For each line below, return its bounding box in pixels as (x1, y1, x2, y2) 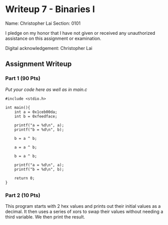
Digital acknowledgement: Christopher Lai (5, 45, 92, 51)
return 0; (14, 176, 35, 181)
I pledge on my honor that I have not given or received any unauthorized (5, 30, 155, 36)
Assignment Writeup (5, 60, 72, 69)
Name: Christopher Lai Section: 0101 (5, 20, 81, 26)
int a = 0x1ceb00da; (14, 109, 58, 115)
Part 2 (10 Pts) (5, 192, 40, 199)
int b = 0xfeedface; (14, 114, 58, 119)
